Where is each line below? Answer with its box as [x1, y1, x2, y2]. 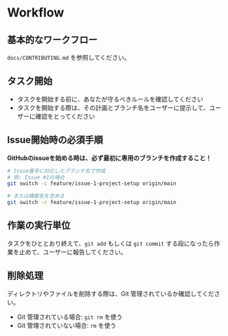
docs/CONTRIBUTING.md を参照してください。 [7, 54, 130, 61]
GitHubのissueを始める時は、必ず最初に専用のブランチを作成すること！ [7, 153, 212, 162]
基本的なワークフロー [7, 34, 98, 45]
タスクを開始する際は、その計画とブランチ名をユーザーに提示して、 [16, 103, 209, 111]
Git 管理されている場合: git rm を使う [16, 313, 123, 321]
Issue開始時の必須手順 [7, 134, 104, 146]
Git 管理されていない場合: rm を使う [16, 321, 117, 329]
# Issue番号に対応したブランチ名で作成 [7, 167, 106, 175]
